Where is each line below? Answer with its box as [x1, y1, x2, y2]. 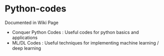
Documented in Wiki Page [5, 19, 59, 25]
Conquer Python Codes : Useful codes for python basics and [12, 29, 139, 35]
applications [12, 34, 38, 40]
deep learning [12, 45, 41, 51]
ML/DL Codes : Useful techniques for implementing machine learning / [12, 39, 159, 45]
